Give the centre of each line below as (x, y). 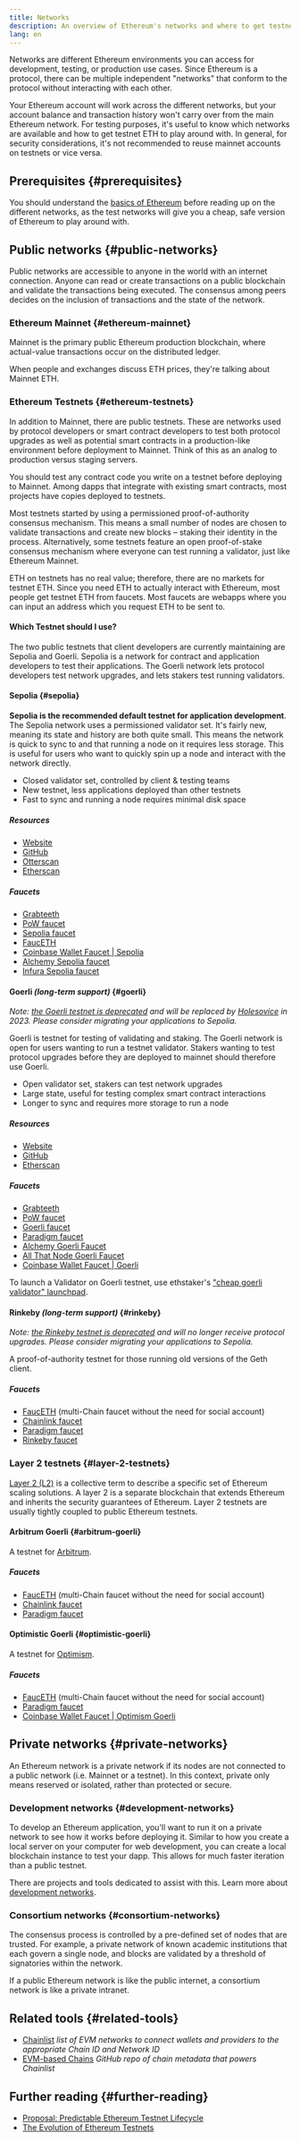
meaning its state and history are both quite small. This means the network (146, 735)
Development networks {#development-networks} (122, 1807)
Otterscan (41, 861)
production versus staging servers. (74, 459)
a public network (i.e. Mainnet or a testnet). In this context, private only (140, 1775)
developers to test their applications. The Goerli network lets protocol (137, 665)
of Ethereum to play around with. (69, 222)
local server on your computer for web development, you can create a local (148, 1846)
